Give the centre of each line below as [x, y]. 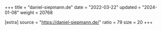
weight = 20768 [36, 12]
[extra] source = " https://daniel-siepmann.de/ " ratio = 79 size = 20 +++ [79, 22]
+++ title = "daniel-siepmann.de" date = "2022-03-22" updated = [73, 7]
